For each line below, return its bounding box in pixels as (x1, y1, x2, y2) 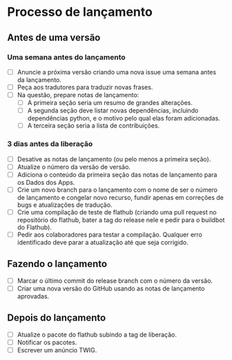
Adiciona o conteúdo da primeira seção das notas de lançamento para (17, 170, 217, 179)
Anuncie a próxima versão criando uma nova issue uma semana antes (17, 68, 216, 76)
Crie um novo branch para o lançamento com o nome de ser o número (17, 186, 217, 194)
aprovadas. (17, 292, 50, 300)
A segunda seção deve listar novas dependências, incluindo (27, 106, 199, 114)
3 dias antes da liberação (7, 139, 93, 149)
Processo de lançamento (7, 4, 153, 20)
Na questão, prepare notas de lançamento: (17, 91, 139, 99)
